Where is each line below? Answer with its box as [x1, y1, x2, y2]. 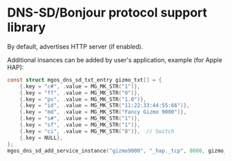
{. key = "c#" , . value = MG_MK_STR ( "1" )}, [19, 83, 140, 90]
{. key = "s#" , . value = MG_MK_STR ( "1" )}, [19, 115, 140, 122]
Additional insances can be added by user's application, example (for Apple [7, 55, 222, 64]
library [7, 19, 46, 35]
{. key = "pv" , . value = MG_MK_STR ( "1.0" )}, [19, 95, 147, 103]
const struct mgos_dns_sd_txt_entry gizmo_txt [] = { [7, 76, 162, 84]
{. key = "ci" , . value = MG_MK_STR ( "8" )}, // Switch [19, 128, 175, 135]
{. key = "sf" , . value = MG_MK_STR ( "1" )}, [19, 122, 140, 129]
